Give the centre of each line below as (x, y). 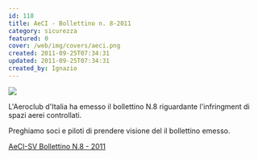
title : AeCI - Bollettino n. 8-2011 (70, 23)
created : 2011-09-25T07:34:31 (59, 53)
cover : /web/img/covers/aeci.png (64, 46)
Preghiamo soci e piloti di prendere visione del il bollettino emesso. (119, 131)
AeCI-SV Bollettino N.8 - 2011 (57, 146)
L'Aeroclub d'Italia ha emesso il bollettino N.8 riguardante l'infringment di (129, 107)
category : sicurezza (43, 31)
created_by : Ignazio (43, 69)
